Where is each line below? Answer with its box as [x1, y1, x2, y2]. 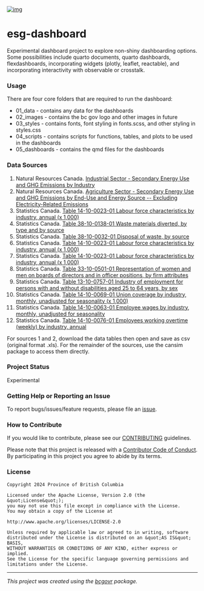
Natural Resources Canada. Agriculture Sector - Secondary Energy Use [15, 187, 194, 195]
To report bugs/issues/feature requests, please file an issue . [7, 405, 157, 413]
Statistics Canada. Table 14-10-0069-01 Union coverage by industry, [15, 291, 187, 298]
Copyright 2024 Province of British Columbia [7, 481, 123, 488]
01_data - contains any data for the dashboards [15, 107, 134, 115]
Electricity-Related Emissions [15, 200, 88, 208]
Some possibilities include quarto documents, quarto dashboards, [7, 53, 171, 61]
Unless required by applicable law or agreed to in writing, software [7, 529, 189, 535]
